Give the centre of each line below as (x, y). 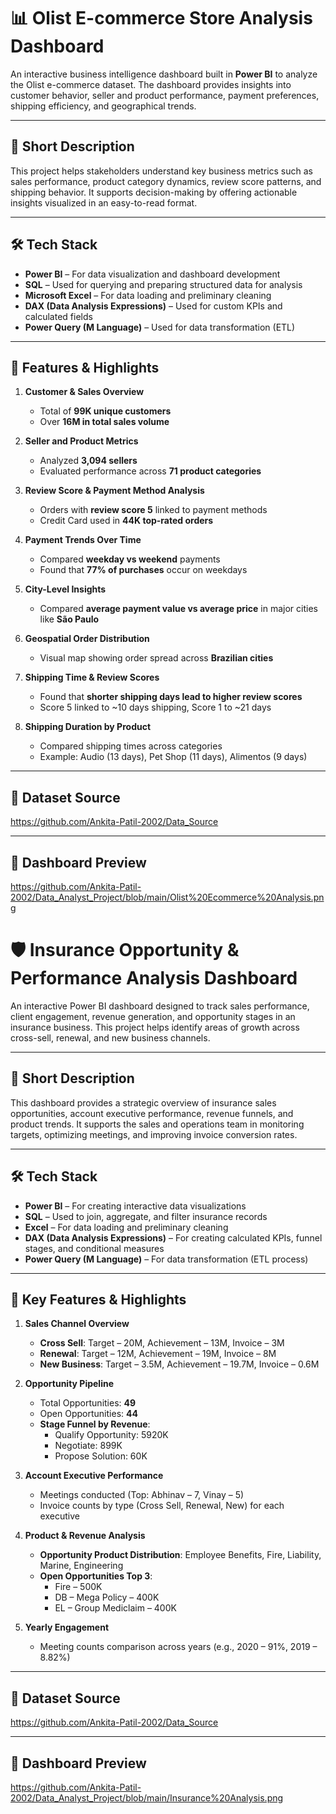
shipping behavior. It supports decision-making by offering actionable (154, 192)
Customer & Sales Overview (84, 392)
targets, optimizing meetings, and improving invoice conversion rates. (154, 1134)
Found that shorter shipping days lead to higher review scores (171, 697)
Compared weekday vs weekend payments (130, 559)
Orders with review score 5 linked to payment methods (153, 510)
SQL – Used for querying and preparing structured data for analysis (163, 284)
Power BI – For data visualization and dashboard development (152, 274)
